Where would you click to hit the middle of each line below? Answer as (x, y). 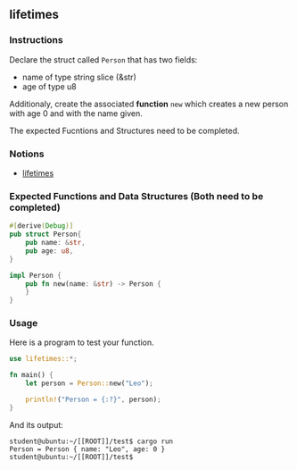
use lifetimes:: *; (43, 359)
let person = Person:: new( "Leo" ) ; (89, 383)
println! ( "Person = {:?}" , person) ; (94, 400)
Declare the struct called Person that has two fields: (103, 59)
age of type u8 (49, 86)
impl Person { (36, 275)
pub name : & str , (56, 243)
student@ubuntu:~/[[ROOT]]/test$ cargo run (91, 441)
